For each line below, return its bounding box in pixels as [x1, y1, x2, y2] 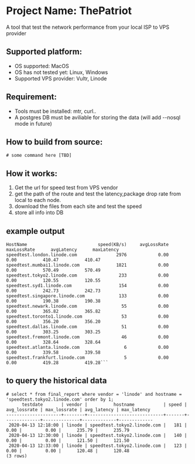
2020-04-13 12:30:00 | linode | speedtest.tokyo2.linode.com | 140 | [8, 432, 187, 438]
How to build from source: [6, 137, 103, 147]
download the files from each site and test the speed [14, 203, 142, 210]
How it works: [6, 169, 57, 179]
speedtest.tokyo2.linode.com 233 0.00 [6, 273, 169, 278]
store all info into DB [14, 209, 64, 216]
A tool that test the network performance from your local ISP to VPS [6, 23, 170, 31]
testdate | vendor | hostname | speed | [21, 401, 187, 408]
